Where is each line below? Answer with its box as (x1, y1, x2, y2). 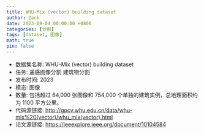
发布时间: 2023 (15, 76, 54, 83)
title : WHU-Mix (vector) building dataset (6, 9, 116, 15)
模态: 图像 (15, 83, 40, 91)
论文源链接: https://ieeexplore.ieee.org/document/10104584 (15, 121, 167, 128)
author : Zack (6, 15, 40, 21)
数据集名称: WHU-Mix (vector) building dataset (15, 61, 134, 68)
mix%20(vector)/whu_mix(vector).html (15, 113, 113, 121)
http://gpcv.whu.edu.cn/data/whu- (45, 106, 133, 114)
